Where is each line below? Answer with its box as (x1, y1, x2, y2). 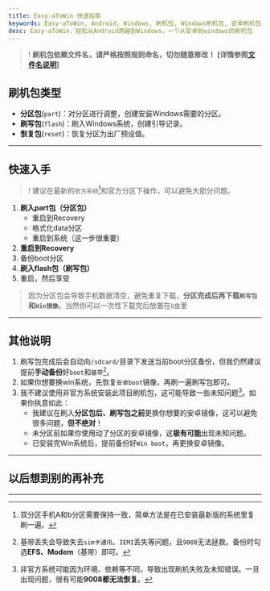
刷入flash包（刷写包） (19, 263, 94, 273)
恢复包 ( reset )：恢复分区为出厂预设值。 (19, 129, 149, 139)
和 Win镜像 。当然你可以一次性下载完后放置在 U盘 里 (27, 300, 188, 310)
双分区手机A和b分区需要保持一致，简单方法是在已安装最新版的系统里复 (19, 510, 256, 519)
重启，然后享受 (19, 273, 70, 283)
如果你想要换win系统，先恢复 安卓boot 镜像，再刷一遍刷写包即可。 (19, 377, 235, 387)
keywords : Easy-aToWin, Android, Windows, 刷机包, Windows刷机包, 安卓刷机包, (8, 19, 265, 27)
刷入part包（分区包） (19, 202, 91, 212)
